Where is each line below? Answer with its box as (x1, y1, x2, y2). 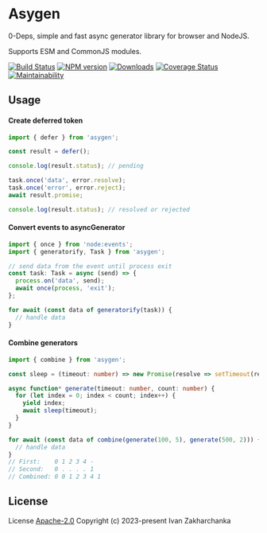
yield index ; (22, 399, 66, 407)
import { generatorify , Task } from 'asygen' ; (8, 247, 165, 255)
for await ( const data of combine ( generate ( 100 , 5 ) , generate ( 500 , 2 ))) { (8, 435, 261, 444)
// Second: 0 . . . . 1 (8, 465, 94, 473)
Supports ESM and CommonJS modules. (8, 46, 141, 56)
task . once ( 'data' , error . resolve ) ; (8, 177, 126, 185)
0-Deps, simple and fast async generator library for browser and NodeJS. (8, 31, 250, 41)
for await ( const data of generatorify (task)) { (8, 305, 172, 314)
